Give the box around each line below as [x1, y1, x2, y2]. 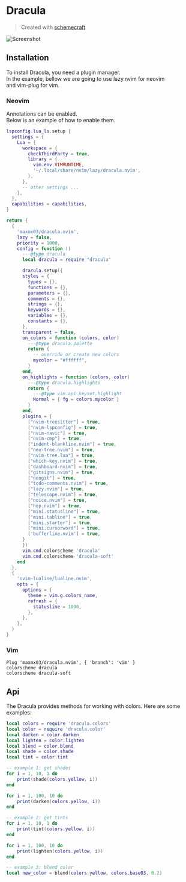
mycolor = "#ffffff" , [32, 357, 87, 363]
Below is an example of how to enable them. [6, 117, 116, 124]
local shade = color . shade [6, 748, 74, 755]
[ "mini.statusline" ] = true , [28, 508, 101, 514]
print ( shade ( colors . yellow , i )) [17, 776, 98, 782]
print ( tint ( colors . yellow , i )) [17, 826, 95, 832]
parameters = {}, [28, 290, 71, 296]
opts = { [17, 581, 39, 587]
